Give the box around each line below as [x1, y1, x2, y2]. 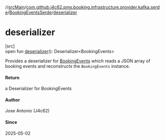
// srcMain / [5, 4, 26, 10]
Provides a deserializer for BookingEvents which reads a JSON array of [5, 58, 151, 64]
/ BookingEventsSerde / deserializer [7, 9, 78, 15]
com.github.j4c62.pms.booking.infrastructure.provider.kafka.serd [26, 4, 160, 10]
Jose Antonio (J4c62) [5, 108, 50, 114]
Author [5, 96, 20, 103]
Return [5, 74, 20, 81]
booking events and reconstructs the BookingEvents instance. [5, 63, 130, 69]
